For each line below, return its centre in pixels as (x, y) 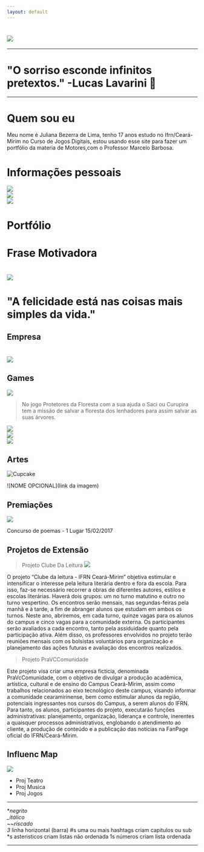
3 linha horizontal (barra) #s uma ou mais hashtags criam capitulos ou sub (100, 830)
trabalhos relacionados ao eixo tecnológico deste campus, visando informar (101, 690)
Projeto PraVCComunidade (55, 659)
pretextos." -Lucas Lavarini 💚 (82, 83)
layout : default (27, 12)
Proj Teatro (29, 780)
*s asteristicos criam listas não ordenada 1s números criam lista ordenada (99, 836)
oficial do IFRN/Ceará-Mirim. (43, 735)
